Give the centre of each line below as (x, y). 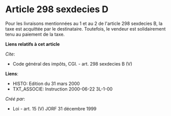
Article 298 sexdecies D (57, 9)
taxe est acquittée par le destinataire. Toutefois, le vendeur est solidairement (85, 28)
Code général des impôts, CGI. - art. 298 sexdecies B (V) (72, 64)
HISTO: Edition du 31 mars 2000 (46, 83)
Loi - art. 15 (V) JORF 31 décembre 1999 (54, 108)
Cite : (10, 54)
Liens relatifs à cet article (33, 44)
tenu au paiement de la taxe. (35, 34)
